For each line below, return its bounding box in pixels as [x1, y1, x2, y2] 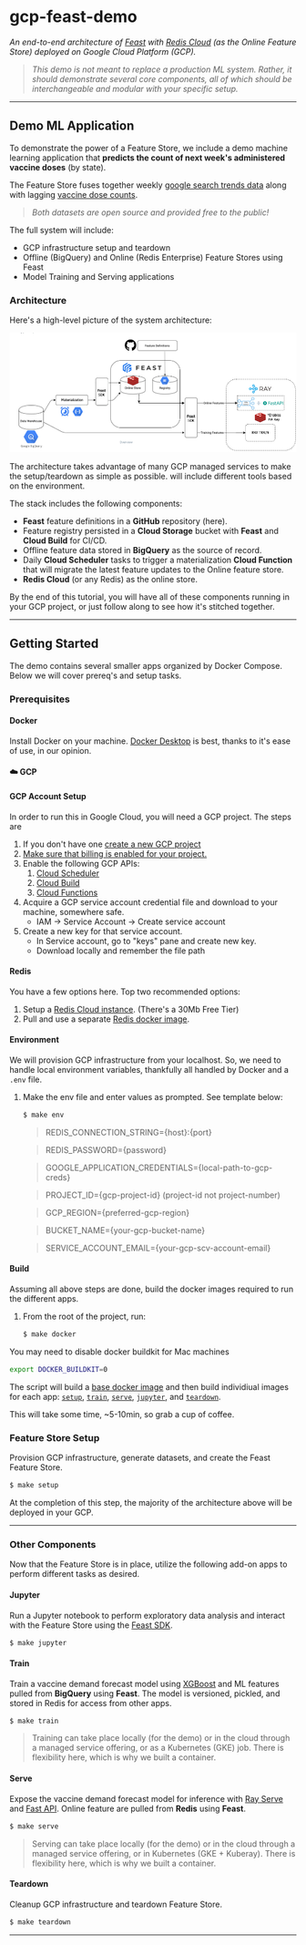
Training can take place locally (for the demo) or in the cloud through [31, 1733, 291, 1744]
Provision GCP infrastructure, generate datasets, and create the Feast [9, 1452, 271, 1464]
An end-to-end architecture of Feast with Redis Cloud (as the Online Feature [9, 36, 297, 47]
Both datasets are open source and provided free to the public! [31, 207, 270, 218]
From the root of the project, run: [22, 1311, 147, 1322]
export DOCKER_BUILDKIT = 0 [9, 1364, 107, 1374]
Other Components [9, 1538, 97, 1550]
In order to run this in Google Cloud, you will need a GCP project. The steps [9, 811, 291, 822]
